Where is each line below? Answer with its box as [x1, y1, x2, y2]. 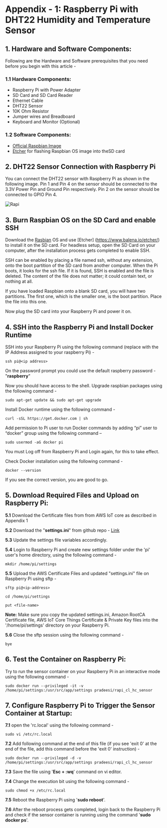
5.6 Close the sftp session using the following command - [5, 632, 124, 638]
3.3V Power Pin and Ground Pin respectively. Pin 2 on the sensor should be [5, 186, 160, 192]
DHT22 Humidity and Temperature [5, 14, 151, 25]
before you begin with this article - [5, 63, 76, 69]
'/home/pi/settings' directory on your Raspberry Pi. [5, 622, 110, 628]
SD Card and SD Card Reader [12, 92, 73, 98]
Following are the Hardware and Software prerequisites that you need [5, 58, 148, 63]
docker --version [5, 468, 41, 473]
